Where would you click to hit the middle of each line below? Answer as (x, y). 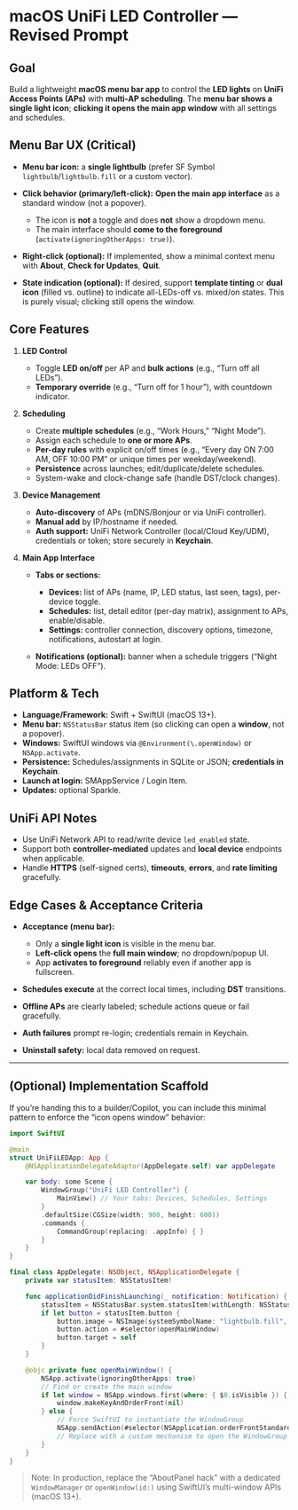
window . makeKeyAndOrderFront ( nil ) (120, 1404)
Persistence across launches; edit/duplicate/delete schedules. (150, 468)
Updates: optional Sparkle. (71, 790)
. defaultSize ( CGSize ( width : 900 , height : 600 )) (130, 1215)
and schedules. (37, 118)
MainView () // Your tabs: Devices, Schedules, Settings (162, 1199)
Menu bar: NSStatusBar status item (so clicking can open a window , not (153, 724)
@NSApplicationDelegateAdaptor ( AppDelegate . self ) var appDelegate (150, 1166)
